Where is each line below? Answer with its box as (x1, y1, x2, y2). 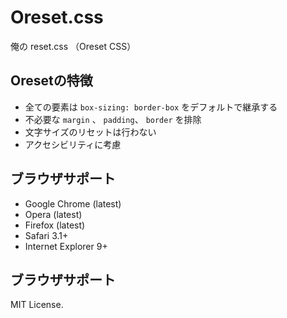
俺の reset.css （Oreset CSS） (10, 40, 137, 52)
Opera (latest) (24, 208, 83, 220)
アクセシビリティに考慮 (24, 138, 122, 150)
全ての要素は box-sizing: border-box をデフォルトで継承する (24, 101, 278, 113)
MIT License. (10, 299, 64, 311)
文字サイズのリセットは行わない (24, 126, 157, 138)
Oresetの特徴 (10, 72, 93, 90)
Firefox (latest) (24, 219, 86, 231)
